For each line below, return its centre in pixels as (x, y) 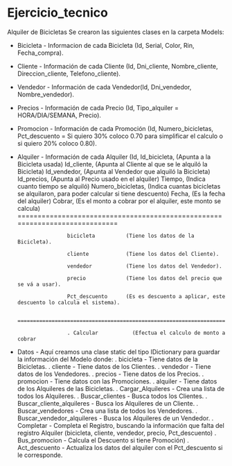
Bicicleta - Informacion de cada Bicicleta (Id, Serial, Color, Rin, (106, 45)
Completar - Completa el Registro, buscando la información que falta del (121, 425)
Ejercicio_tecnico (58, 13)
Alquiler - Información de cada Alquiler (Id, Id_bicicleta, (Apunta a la (114, 157)
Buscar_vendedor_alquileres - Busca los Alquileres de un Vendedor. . (115, 418)
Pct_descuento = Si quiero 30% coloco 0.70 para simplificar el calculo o (120, 136)
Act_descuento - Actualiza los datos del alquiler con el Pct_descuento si (120, 447)
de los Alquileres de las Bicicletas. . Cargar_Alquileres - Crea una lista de (121, 388)
